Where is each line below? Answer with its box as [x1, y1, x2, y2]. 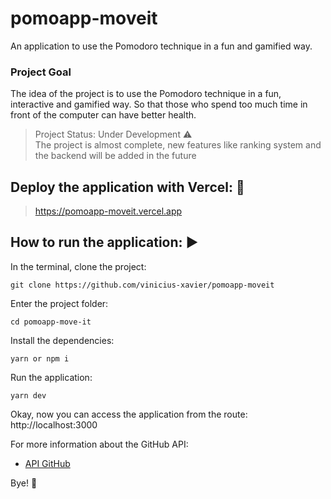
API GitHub [24, 457, 71, 469]
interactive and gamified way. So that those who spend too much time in [10, 98, 308, 111]
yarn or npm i [10, 353, 70, 364]
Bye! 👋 [10, 477, 38, 489]
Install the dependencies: [10, 334, 115, 346]
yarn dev [10, 390, 47, 401]
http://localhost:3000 [10, 418, 98, 431]
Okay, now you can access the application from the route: [10, 408, 248, 420]
